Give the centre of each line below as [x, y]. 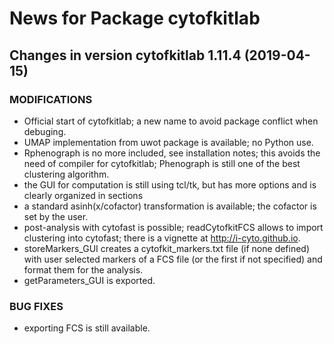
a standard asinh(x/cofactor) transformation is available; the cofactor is [170, 206]
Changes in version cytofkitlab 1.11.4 [125, 55]
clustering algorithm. [66, 174]
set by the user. [56, 216]
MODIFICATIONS [51, 99]
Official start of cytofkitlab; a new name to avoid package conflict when [171, 121]
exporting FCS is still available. [87, 328]
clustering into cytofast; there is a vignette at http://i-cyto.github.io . [162, 238]
